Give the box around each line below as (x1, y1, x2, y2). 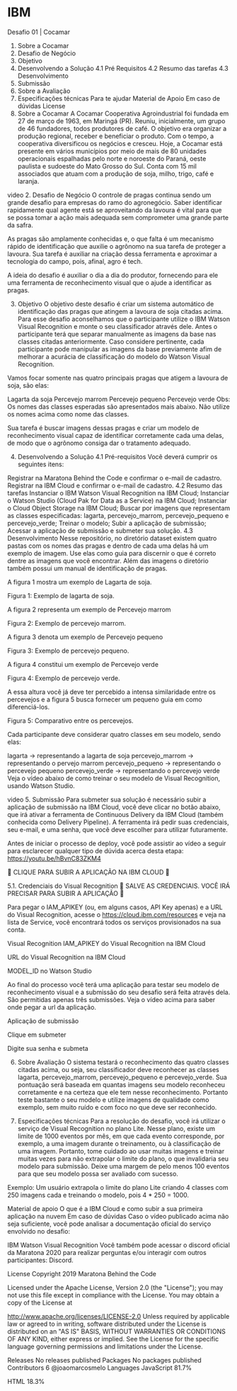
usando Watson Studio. (7, 781, 76, 790)
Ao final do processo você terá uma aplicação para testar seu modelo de (7, 980, 219, 989)
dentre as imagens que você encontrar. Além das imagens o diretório (7, 556, 209, 565)
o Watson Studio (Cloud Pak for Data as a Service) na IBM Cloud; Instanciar (7, 496, 228, 505)
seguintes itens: (17, 460, 64, 468)
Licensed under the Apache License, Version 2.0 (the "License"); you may (7, 1283, 224, 1292)
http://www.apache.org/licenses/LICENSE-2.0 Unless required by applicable (7, 1312, 230, 1320)
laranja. (17, 176, 40, 185)
